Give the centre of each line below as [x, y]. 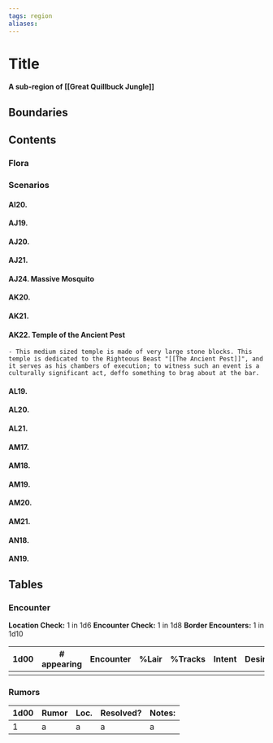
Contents [32, 140]
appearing [62, 664]
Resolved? [121, 713]
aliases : [23, 24]
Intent [225, 658]
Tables [26, 584]
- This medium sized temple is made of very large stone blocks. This [130, 352]
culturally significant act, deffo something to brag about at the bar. [134, 374]
